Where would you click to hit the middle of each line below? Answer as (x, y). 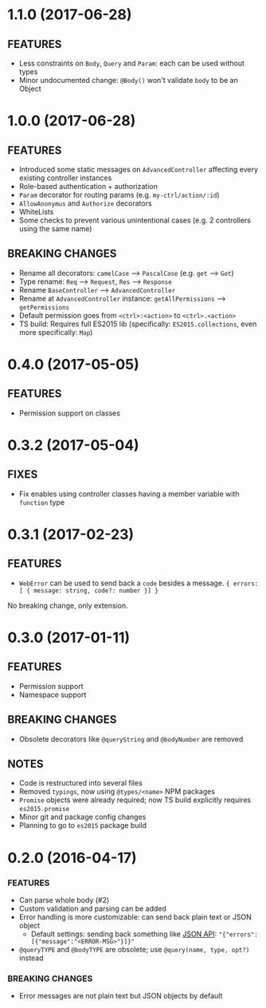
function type (42, 502)
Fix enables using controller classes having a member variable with (129, 494)
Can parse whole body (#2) (64, 900)
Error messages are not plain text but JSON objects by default (121, 996)
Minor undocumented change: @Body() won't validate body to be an (128, 80)
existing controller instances (65, 178)
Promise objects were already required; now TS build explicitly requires (135, 800)
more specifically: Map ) (56, 332)
